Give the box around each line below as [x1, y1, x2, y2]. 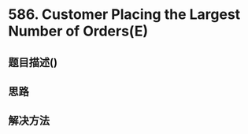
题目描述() [8, 55, 57, 69]
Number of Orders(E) [8, 22, 148, 40]
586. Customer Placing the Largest [8, 6, 241, 24]
